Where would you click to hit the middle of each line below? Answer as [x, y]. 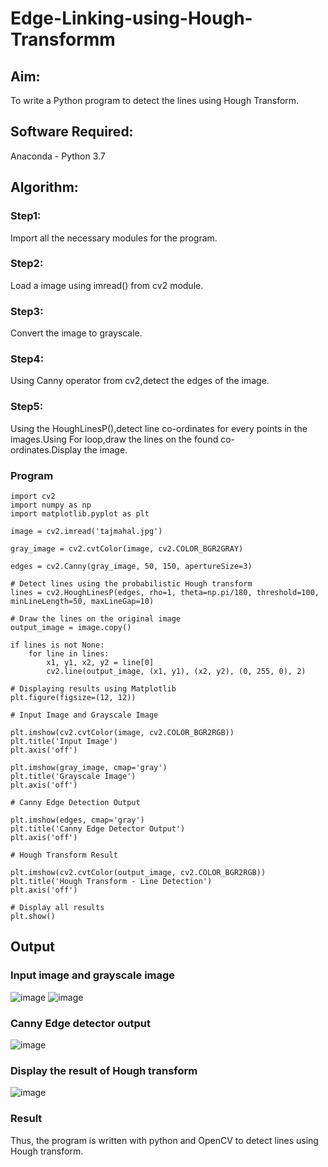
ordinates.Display [46, 449]
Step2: [27, 264]
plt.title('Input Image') [64, 741]
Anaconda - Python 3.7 [58, 156]
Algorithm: [44, 187]
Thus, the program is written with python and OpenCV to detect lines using [164, 1140]
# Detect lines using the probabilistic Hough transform [131, 583]
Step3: [27, 311]
